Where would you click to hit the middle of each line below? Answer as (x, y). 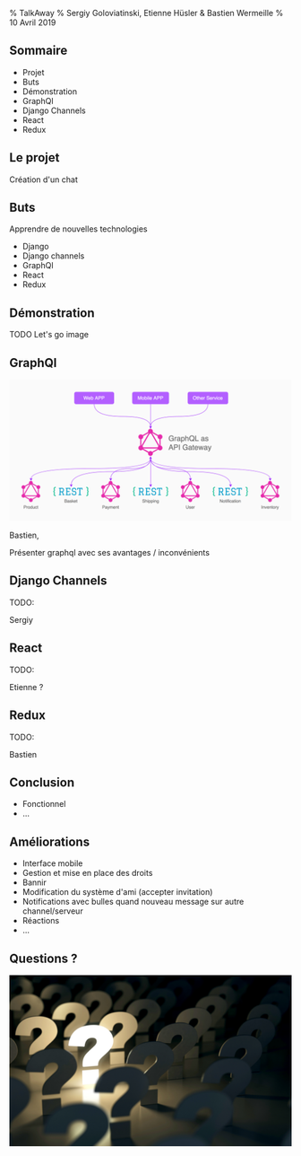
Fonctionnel (44, 804)
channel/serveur (52, 911)
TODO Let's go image (49, 335)
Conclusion (42, 782)
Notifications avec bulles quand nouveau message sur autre (133, 902)
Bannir (34, 882)
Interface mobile (52, 863)
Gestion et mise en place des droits (87, 873)
